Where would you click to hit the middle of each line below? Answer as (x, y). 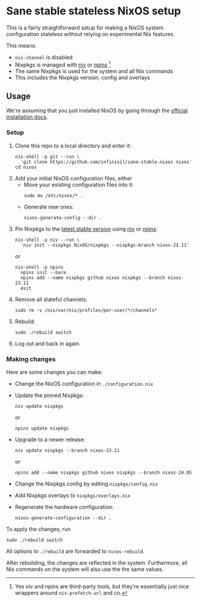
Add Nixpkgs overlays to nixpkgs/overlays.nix (72, 495)
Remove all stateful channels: (51, 299)
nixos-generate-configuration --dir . (63, 518)
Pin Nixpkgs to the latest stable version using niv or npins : (86, 228)
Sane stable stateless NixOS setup (94, 11)
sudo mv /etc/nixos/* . (54, 195)
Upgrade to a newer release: (50, 440)
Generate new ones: (49, 207)
